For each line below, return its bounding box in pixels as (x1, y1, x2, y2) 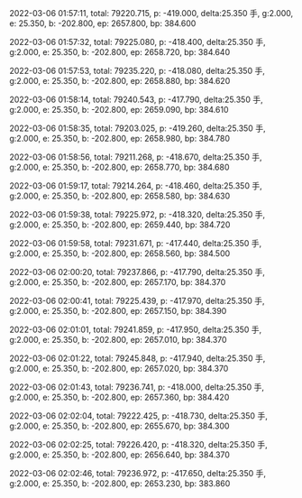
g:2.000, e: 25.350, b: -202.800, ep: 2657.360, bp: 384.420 (9, 392, 230, 402)
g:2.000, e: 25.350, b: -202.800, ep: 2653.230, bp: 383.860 (9, 478, 231, 489)
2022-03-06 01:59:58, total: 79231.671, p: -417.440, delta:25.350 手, (9, 238, 262, 248)
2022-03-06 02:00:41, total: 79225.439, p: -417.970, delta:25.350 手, (9, 296, 265, 306)
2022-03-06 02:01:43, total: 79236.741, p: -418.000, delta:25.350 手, (9, 382, 264, 392)
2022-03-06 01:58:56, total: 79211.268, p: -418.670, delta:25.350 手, (9, 152, 263, 162)
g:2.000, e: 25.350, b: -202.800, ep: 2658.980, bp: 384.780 (9, 134, 231, 143)
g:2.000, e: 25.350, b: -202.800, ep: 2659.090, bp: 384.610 (9, 105, 229, 115)
